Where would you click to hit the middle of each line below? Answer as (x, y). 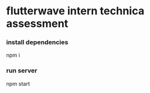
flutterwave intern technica (75, 11)
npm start (18, 83)
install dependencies (37, 42)
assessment (37, 24)
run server (22, 71)
